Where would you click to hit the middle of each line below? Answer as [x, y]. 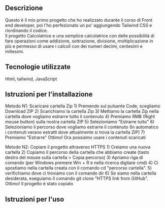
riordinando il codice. [27, 30]
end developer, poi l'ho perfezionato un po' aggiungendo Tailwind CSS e [79, 25]
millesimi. [15, 51]
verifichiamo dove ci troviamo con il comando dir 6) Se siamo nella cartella [81, 173]
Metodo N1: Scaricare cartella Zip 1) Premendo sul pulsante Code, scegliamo [83, 106]
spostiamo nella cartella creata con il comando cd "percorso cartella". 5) [79, 168]
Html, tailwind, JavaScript [31, 79]
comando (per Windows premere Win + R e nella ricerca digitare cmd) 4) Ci [82, 163]
